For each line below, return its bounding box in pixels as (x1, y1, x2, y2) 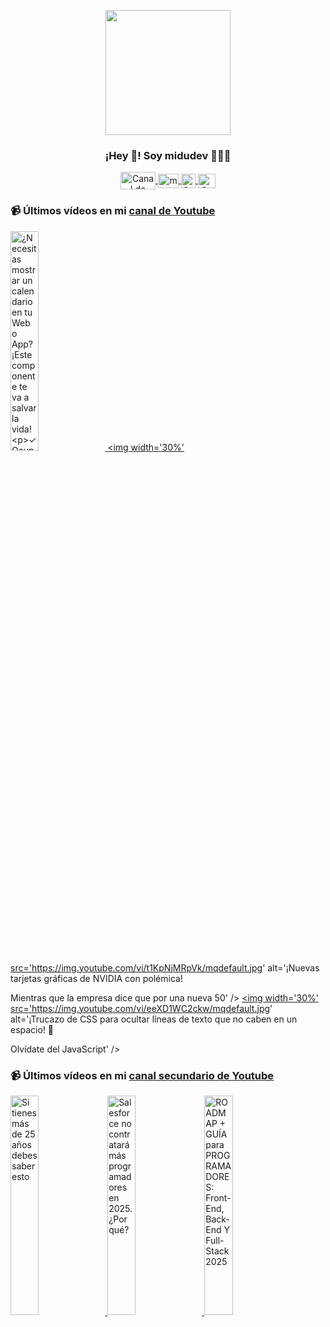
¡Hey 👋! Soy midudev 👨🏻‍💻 (104, 148, 232, 162)
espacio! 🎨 (10, 1023, 55, 1035)
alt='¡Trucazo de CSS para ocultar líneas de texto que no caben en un (10, 1013, 298, 1025)
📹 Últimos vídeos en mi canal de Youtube (10, 204, 216, 218)
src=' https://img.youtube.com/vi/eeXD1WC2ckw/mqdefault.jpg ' (10, 1002, 273, 1014)
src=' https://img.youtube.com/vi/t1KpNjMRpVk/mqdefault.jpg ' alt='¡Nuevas (10, 961, 320, 974)
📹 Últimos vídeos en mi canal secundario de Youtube (10, 1068, 275, 1082)
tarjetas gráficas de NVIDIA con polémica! (10, 972, 183, 984)
